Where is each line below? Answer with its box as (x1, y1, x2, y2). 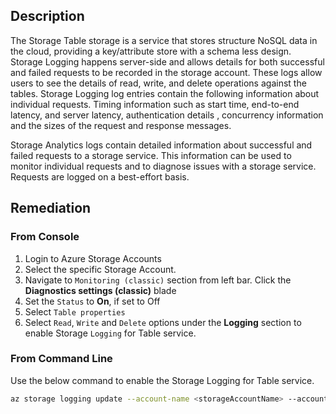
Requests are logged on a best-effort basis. (10, 170, 190, 183)
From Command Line (10, 352, 113, 366)
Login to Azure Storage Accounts (24, 252, 162, 264)
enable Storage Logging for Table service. (24, 327, 197, 339)
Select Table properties (24, 305, 126, 318)
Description (10, 8, 85, 25)
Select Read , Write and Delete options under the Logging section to (24, 316, 302, 328)
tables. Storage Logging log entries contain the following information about (10, 87, 320, 99)
